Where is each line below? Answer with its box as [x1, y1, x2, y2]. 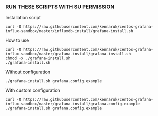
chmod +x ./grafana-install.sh [5, 56, 71, 61]
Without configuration [5, 69, 51, 75]
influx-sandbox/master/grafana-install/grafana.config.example [5, 101, 140, 107]
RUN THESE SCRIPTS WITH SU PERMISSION [5, 3, 115, 10]
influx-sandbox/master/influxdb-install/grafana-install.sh [5, 29, 134, 34]
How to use [5, 37, 29, 43]
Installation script [5, 15, 41, 21]
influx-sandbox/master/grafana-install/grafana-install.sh [5, 51, 131, 57]
